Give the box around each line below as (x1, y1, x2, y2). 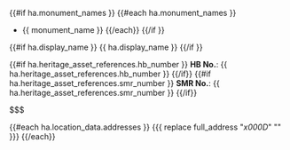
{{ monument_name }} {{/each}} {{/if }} (21, 25, 166, 35)
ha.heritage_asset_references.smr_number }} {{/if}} (9, 88, 198, 98)
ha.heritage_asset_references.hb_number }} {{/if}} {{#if (9, 68, 211, 79)
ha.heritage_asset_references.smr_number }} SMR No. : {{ (9, 78, 220, 88)
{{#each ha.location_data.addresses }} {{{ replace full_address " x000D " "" (9, 122, 282, 132)
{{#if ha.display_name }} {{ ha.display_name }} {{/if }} (9, 42, 203, 52)
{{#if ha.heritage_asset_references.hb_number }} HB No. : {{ (9, 59, 228, 69)
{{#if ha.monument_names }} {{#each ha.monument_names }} (9, 8, 237, 18)
